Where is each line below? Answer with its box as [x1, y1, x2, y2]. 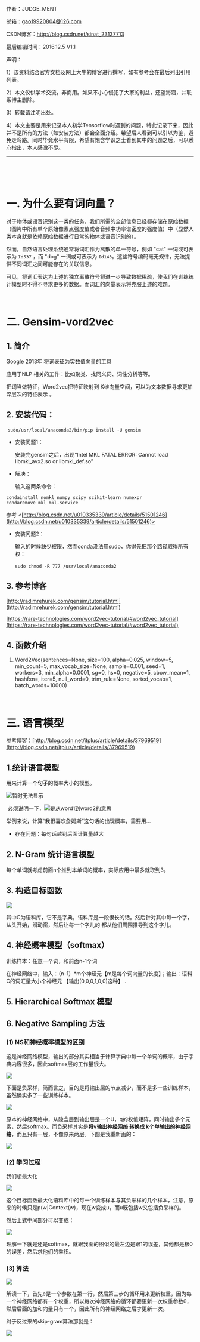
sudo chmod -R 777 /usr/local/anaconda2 [14, 563, 117, 569]
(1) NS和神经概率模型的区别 [6, 1038, 85, 1046]
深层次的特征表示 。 [6, 390, 55, 398]
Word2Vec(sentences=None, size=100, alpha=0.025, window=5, [14, 656, 174, 664]
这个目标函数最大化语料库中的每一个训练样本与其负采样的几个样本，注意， [6, 1196, 189, 1204]
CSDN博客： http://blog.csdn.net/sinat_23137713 [6, 30, 125, 38]
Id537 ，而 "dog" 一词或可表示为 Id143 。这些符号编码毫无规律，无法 [17, 253, 185, 260]
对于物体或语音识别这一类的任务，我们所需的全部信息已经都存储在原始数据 [6, 217, 189, 225]
